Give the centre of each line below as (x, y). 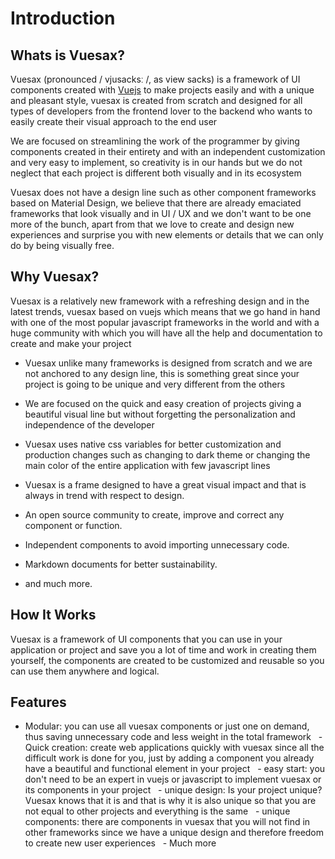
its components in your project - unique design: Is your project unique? (173, 790)
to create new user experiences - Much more (120, 843)
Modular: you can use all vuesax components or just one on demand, (167, 726)
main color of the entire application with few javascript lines (147, 465)
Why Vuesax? (55, 277)
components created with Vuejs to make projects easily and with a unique (162, 90)
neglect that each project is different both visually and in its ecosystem (156, 173)
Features (38, 702)
